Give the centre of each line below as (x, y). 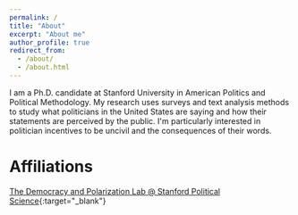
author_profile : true (50, 42)
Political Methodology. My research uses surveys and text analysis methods (149, 102)
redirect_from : (38, 51)
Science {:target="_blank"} (58, 201)
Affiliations (51, 167)
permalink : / (34, 17)
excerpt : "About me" (48, 34)
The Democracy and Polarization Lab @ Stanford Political (115, 191)
